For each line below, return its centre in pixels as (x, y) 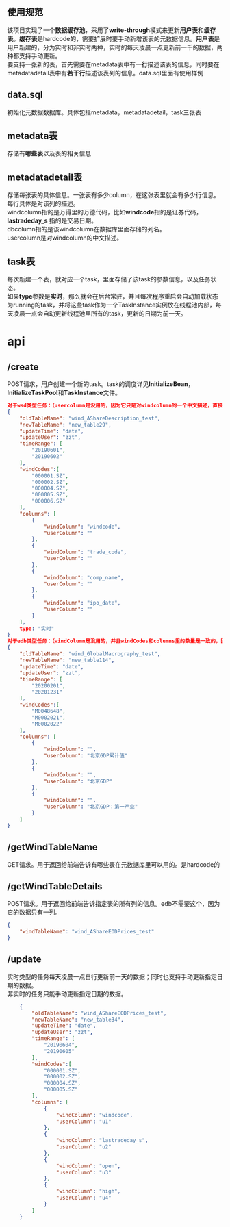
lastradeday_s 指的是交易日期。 (52, 220)
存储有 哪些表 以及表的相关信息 (49, 153)
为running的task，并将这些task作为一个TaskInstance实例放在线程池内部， (111, 305)
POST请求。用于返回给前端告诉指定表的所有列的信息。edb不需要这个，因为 (114, 904)
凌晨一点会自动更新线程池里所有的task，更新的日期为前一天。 (100, 314)
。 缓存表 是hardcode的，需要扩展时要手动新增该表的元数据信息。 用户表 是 (117, 38)
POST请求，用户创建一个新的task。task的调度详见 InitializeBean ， (101, 384)
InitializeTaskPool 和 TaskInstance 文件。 (64, 393)
